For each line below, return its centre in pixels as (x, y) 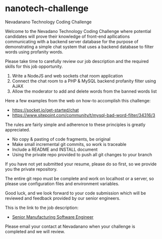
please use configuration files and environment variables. (62, 183)
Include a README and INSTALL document (55, 149)
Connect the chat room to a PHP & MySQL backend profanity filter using (84, 81)
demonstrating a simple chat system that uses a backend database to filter (79, 47)
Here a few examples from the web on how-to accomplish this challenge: (78, 100)
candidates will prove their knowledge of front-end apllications (67, 36)
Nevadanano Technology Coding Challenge (48, 22)
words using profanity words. (34, 52)
